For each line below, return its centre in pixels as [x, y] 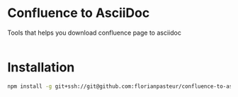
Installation [41, 68]
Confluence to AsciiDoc [79, 13]
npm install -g [30, 86]
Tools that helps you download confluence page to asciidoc [95, 33]
